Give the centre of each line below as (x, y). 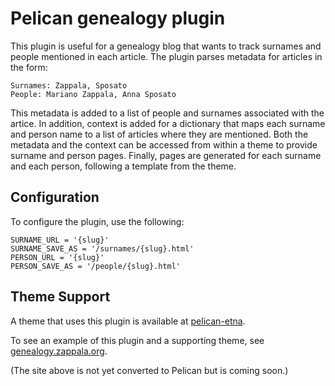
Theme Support (60, 297)
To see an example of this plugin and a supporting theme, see (137, 340)
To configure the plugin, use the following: (97, 221)
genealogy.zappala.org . (59, 351)
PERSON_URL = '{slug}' (57, 257)
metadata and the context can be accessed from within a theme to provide (164, 144)
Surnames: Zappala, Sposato (69, 85)
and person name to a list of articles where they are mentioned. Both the (159, 134)
